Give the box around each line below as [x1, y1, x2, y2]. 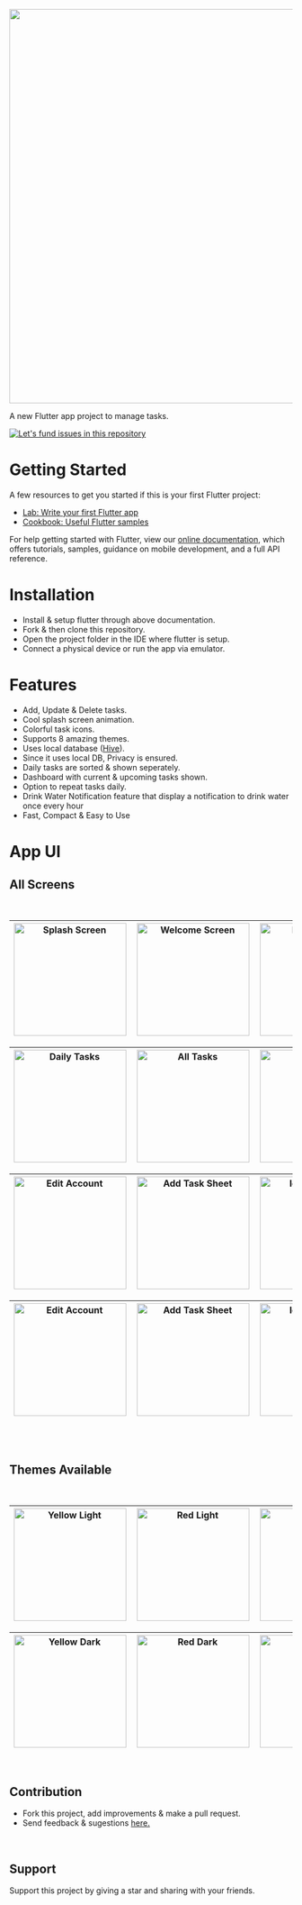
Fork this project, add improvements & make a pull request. [22, 1808, 241, 1819]
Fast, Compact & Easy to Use [22, 809, 130, 820]
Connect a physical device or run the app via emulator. [22, 643, 226, 653]
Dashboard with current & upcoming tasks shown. [22, 771, 209, 782]
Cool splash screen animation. [22, 714, 135, 725]
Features [9, 675, 77, 696]
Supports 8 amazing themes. [22, 733, 130, 743]
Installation [9, 585, 95, 606]
